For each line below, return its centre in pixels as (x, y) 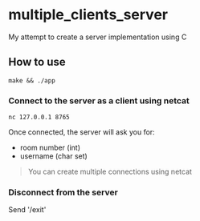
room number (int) (50, 148)
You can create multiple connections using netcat (110, 172)
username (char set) (54, 156)
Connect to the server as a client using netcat (99, 100)
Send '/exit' (27, 210)
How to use (37, 62)
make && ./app (32, 80)
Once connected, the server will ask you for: (82, 132)
